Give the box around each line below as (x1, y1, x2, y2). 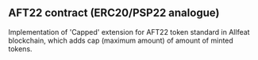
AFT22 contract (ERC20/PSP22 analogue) (8, 6, 220, 20)
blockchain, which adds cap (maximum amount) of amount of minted (8, 36, 234, 45)
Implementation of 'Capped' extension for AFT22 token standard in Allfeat (8, 27, 250, 36)
